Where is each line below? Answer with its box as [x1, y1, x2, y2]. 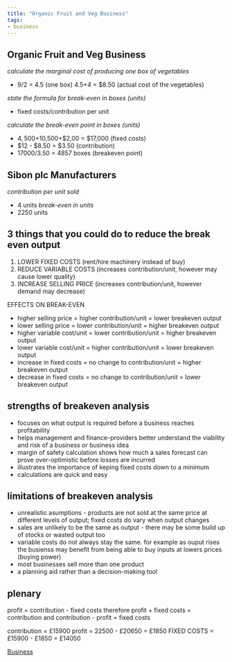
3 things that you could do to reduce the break [7, 228, 211, 240]
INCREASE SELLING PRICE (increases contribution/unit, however [17, 279, 202, 288]
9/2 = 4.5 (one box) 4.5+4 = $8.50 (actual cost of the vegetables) [17, 80, 204, 89]
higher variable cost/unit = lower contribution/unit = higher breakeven [17, 329, 217, 337]
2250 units [17, 209, 48, 216]
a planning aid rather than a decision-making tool [17, 568, 158, 576]
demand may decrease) [17, 287, 85, 295]
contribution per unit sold [7, 188, 80, 195]
